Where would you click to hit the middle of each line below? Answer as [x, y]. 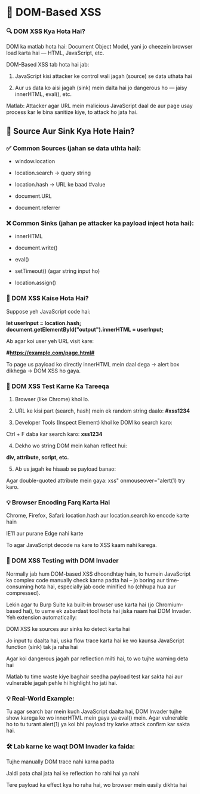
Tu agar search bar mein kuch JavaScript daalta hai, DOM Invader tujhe [94, 711]
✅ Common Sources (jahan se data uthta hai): [74, 148]
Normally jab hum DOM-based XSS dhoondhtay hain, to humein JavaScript [99, 574]
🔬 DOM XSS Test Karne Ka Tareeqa [58, 386]
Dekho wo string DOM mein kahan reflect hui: [71, 446]
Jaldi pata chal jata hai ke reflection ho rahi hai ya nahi [73, 774]
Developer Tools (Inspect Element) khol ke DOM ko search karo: [93, 423]
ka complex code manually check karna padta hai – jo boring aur [86, 580]
